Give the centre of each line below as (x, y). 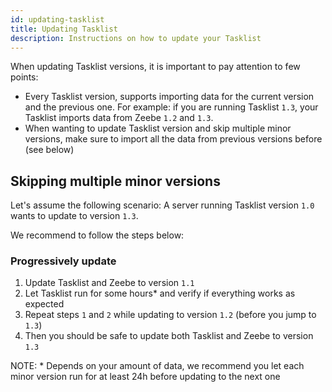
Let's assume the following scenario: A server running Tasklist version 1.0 (162, 205)
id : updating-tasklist (57, 19)
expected (44, 304)
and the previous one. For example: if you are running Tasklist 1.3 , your (171, 107)
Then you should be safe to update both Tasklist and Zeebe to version (169, 336)
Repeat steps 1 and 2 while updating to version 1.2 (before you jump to (170, 315)
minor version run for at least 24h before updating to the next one (145, 377)
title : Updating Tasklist (64, 29)
